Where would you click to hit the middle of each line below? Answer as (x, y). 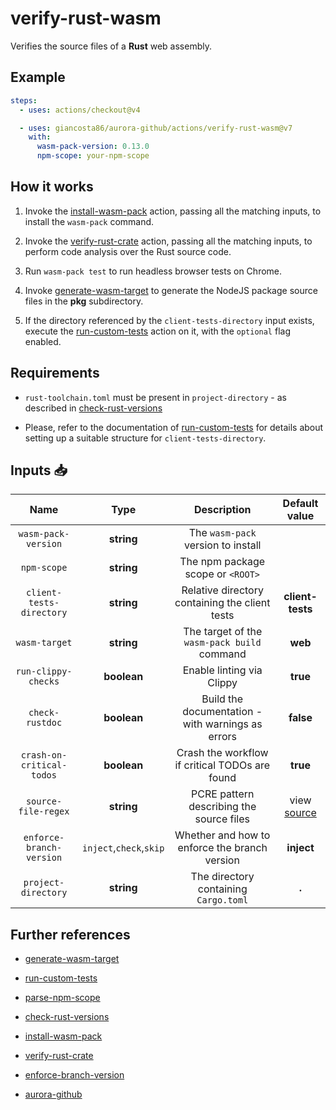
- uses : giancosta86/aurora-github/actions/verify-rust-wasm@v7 (156, 128)
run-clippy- (44, 671)
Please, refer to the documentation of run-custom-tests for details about (174, 427)
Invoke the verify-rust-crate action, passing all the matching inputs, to (168, 241)
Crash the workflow (222, 753)
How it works (52, 187)
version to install (222, 545)
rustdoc (44, 723)
